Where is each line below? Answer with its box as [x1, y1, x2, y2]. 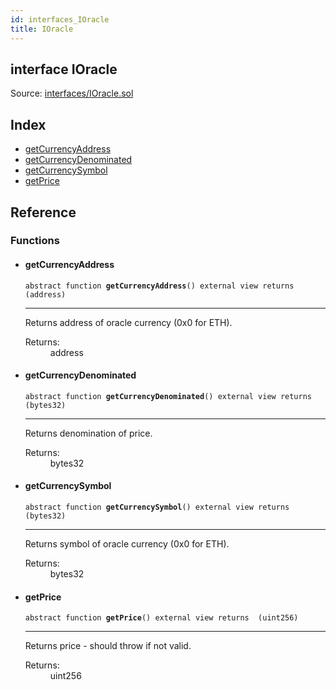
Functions [10, 234, 60, 248]
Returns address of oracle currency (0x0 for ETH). [24, 316, 233, 328]
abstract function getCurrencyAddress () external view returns [24, 281, 295, 291]
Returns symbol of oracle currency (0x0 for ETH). [24, 538, 230, 550]
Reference [10, 204, 77, 221]
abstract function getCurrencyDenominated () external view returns [24, 391, 313, 401]
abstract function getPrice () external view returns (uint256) [24, 613, 299, 623]
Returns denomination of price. [24, 427, 153, 439]
